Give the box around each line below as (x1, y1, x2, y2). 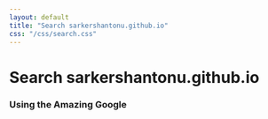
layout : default (9, 12, 69, 22)
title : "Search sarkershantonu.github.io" (9, 21, 169, 30)
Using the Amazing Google (9, 99, 127, 111)
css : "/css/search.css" (9, 29, 98, 38)
